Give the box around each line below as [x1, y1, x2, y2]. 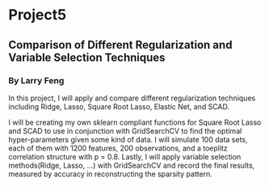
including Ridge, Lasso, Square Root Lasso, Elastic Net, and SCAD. [8, 101, 230, 111]
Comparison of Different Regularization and [8, 38, 233, 52]
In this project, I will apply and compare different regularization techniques [8, 93, 256, 103]
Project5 [8, 6, 67, 24]
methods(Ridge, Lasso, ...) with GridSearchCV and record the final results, [8, 160, 255, 170]
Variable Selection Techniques [8, 50, 166, 64]
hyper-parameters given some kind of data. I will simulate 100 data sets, [8, 134, 248, 144]
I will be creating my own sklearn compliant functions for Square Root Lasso [8, 117, 262, 127]
